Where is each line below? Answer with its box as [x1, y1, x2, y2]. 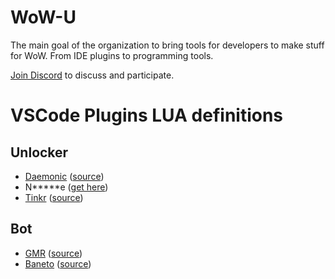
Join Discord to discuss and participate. [10, 69, 175, 81]
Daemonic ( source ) [24, 170, 105, 182]
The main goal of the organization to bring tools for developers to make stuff [10, 39, 325, 51]
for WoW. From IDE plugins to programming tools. [10, 49, 214, 61]
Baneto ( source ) [24, 257, 92, 270]
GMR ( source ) [24, 247, 83, 259]
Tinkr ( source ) [24, 191, 84, 203]
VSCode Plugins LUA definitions [10, 104, 284, 127]
